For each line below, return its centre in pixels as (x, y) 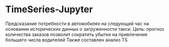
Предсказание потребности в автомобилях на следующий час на (77, 24)
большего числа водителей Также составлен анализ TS (67, 40)
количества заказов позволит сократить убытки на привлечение (76, 34)
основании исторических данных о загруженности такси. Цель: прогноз (85, 29)
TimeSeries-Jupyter (49, 9)
